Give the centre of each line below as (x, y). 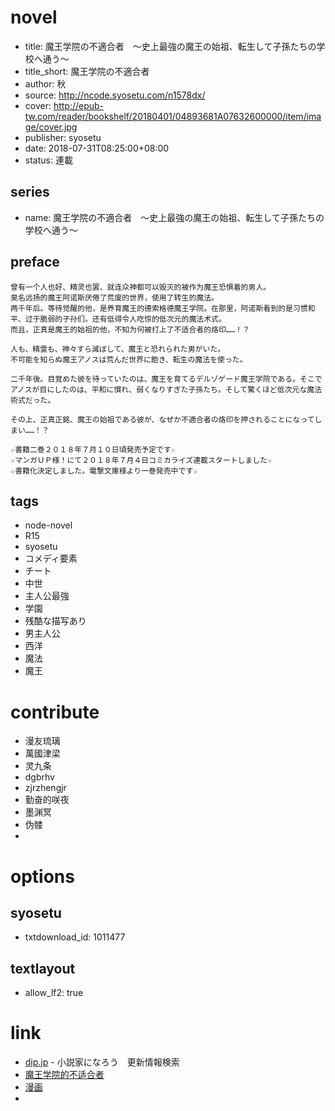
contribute (55, 712)
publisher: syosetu (63, 137)
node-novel (48, 525)
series (30, 192)
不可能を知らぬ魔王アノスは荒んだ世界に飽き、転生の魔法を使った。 (129, 359)
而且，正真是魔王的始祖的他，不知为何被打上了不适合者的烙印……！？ (130, 329)
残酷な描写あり (55, 621)
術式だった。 (33, 400)
